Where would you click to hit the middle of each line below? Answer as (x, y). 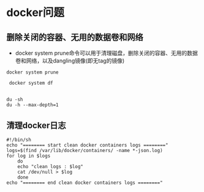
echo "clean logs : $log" (51, 167)
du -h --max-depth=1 (33, 105)
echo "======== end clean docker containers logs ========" (85, 183)
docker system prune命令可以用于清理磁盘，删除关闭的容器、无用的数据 (106, 53)
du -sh (15, 100)
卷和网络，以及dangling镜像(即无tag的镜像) (70, 61)
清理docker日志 (36, 125)
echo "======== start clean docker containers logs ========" (87, 145)
